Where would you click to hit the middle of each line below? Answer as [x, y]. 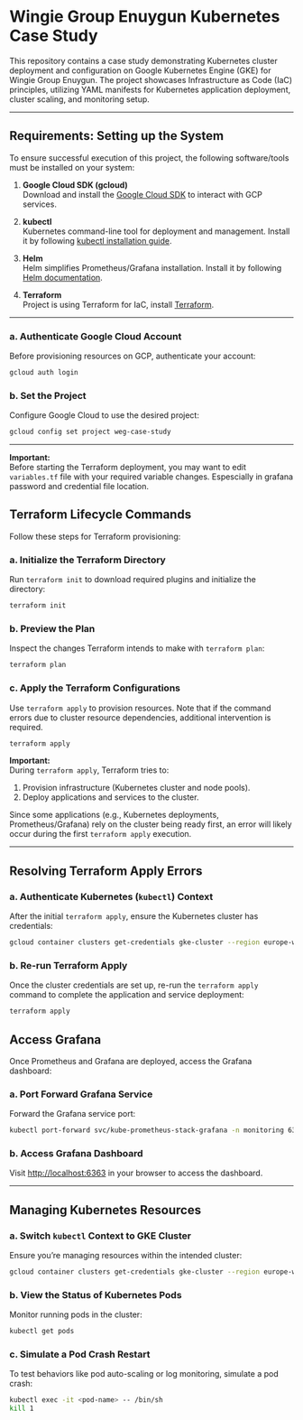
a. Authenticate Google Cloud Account [96, 336]
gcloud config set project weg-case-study [90, 432]
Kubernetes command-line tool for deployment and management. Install [156, 231]
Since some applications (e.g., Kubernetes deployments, [114, 815]
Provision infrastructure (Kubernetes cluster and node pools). [136, 788]
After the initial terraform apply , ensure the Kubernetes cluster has [134, 916]
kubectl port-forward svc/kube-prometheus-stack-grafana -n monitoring [147, 1130]
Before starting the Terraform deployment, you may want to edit [128, 468]
